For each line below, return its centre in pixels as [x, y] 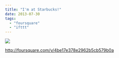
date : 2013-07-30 [22, 14]
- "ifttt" [19, 28]
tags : [10, 18]
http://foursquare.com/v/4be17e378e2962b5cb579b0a [59, 50]
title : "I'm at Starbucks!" [33, 9]
